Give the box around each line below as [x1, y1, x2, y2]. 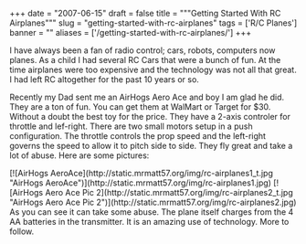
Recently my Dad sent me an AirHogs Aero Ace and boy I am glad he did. [9, 91, 285, 102]
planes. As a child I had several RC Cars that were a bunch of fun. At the [9, 55, 281, 65]
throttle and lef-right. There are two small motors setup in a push [9, 121, 253, 132]
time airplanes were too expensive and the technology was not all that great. [9, 64, 297, 75]
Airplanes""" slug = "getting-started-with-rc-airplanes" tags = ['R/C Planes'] [9, 17, 298, 28]
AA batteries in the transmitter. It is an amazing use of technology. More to [9, 217, 290, 227]
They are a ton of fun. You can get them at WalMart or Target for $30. [9, 101, 271, 112]
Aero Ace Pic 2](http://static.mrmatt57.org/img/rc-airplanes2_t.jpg [45, 187, 294, 197]
